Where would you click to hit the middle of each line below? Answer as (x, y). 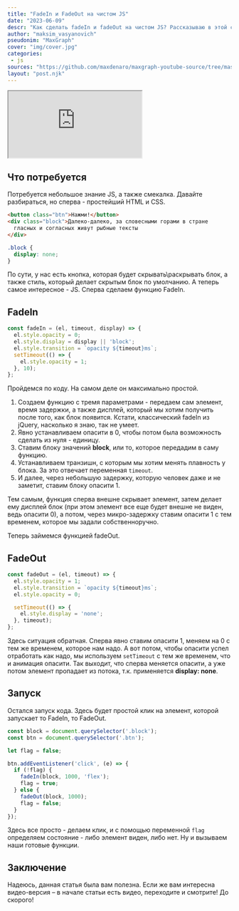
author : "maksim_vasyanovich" (52, 34)
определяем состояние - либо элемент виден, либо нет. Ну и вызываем (117, 838)
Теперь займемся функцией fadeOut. (64, 536)
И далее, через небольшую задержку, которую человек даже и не (119, 478)
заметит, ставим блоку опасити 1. (69, 486)
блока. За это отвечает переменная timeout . (85, 470)
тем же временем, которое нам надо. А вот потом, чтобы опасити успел (118, 648)
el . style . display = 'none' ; (62, 614)
